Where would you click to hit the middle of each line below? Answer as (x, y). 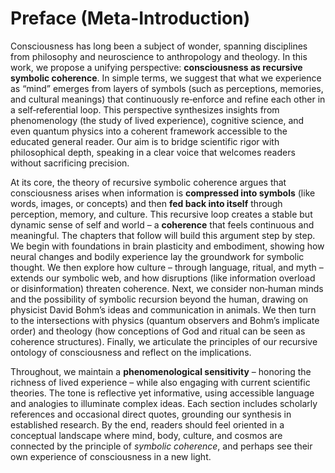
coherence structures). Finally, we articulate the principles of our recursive (164, 341)
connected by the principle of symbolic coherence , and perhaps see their (161, 446)
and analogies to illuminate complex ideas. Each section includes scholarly (164, 403)
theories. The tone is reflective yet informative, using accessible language (162, 393)
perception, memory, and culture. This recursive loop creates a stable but (161, 214)
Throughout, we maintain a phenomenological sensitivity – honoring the (161, 371)
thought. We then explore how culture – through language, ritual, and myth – (167, 267)
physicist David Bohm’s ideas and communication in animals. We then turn (163, 309)
